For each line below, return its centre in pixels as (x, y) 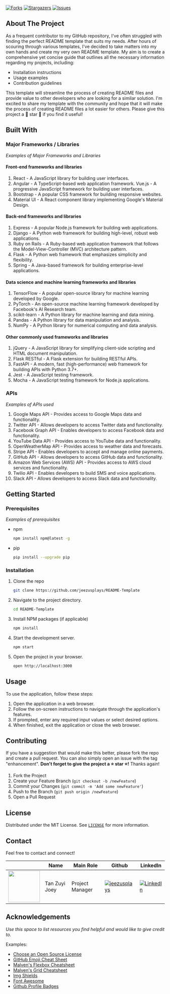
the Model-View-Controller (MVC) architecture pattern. (70, 249)
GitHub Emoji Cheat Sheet (40, 959)
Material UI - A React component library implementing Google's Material (88, 200)
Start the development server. (44, 638)
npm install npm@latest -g (41, 539)
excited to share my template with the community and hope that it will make (84, 103)
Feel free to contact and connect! (40, 853)
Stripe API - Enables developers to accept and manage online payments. (88, 452)
